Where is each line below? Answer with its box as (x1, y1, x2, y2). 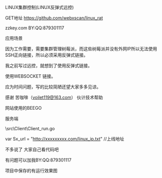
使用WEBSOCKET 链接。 (5, 73, 56, 79)
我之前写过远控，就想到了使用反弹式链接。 (5, 63, 92, 68)
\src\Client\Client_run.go (5, 126, 55, 131)
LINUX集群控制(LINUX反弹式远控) (5, 4, 74, 10)
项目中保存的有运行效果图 (5, 168, 58, 174)
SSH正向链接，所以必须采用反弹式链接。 (5, 52, 88, 58)
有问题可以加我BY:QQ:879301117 (5, 157, 72, 163)
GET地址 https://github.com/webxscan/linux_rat (5, 15, 103, 21)
